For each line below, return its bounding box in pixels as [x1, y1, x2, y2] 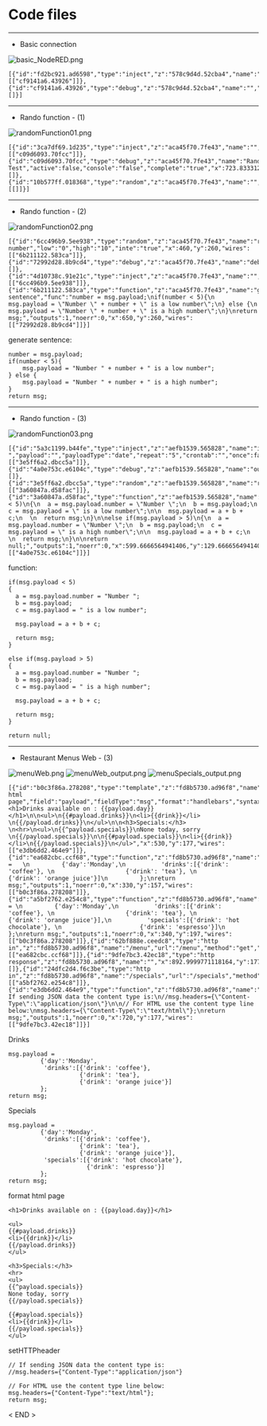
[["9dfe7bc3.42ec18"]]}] [8, 1021, 91, 1029]
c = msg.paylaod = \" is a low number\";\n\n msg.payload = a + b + [8, 507, 244, 515]
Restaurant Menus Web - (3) [19, 752, 114, 762]
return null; [8, 731, 52, 740]
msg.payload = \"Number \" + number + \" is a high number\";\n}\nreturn [8, 307, 258, 315]
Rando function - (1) [19, 112, 86, 122]
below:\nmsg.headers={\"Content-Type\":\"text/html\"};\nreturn [8, 1006, 226, 1014]
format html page [8, 1190, 65, 1200]
